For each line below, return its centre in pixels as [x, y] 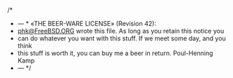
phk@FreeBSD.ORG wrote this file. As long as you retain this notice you [121, 31]
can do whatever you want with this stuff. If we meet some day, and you [122, 38]
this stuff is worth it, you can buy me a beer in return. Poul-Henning [115, 53]
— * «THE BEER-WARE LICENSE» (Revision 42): [87, 23]
